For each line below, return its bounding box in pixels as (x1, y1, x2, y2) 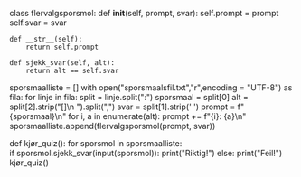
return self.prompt (25, 42, 99, 51)
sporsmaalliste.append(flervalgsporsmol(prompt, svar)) (9, 121, 216, 131)
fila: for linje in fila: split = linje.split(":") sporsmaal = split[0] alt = (9, 92, 249, 102)
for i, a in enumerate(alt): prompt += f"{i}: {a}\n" (68, 111, 247, 121)
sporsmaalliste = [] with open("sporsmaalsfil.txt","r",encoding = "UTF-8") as (9, 82, 293, 93)
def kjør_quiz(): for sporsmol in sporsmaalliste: (9, 138, 183, 148)
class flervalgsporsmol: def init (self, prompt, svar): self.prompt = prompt (9, 8, 279, 18)
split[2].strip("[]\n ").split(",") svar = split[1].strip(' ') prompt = (9, 101, 236, 112)
